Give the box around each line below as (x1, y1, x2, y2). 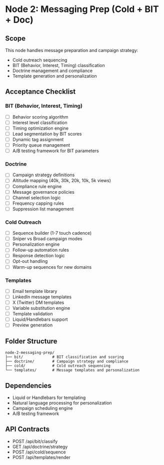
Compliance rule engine (12, 183, 62, 189)
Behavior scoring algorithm (12, 114, 68, 120)
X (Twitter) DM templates (12, 299, 64, 306)
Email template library (12, 288, 57, 294)
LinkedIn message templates (12, 294, 71, 300)
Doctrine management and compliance (12, 68, 93, 74)
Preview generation (12, 322, 53, 328)
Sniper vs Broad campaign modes (12, 236, 82, 242)
